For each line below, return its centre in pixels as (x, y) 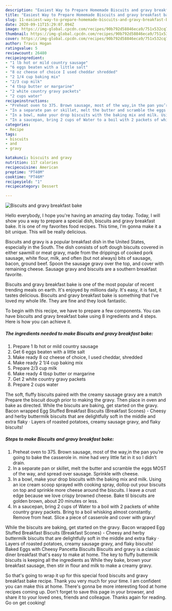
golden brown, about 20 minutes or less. (55, 501)
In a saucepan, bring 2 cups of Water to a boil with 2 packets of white (86, 507)
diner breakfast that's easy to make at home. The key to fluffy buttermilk (81, 555)
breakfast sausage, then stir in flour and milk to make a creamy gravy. (79, 566)
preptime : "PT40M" (25, 172)
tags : (11, 134)
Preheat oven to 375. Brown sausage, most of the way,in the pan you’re (88, 452)
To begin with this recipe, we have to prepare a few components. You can (83, 311)
